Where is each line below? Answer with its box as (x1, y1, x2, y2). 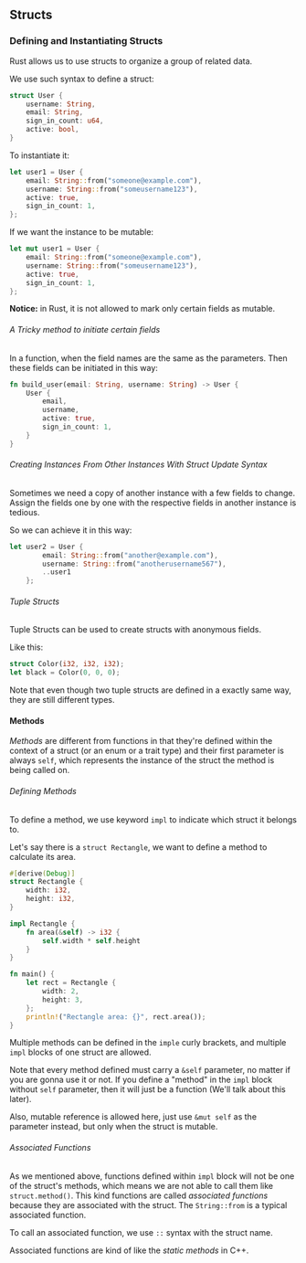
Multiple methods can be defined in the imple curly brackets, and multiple (9, 1037, 287, 1048)
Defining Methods (9, 785, 78, 796)
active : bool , (26, 125, 79, 134)
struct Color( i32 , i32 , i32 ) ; (9, 660, 125, 669)
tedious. (9, 506, 40, 517)
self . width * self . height (42, 936, 142, 945)
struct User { (9, 90, 64, 100)
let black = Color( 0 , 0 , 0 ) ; (9, 668, 121, 677)
